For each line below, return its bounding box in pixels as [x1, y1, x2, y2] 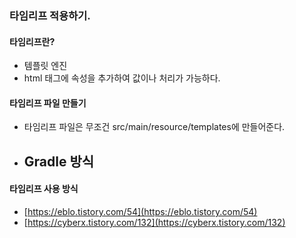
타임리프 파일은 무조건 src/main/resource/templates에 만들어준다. [23, 121, 286, 133]
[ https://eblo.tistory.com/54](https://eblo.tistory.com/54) [23, 205, 258, 217]
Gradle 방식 [23, 153, 95, 170]
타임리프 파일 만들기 [9, 97, 87, 109]
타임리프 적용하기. [9, 8, 91, 22]
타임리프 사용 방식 [9, 183, 79, 195]
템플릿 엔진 [23, 60, 68, 72]
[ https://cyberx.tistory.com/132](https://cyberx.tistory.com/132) [23, 216, 286, 228]
